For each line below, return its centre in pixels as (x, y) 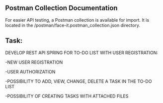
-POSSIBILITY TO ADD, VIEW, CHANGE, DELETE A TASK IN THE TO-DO (79, 81)
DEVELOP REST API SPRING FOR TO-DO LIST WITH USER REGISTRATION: (81, 52)
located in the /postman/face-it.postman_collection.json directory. (73, 25)
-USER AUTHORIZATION (30, 71)
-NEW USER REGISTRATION (34, 62)
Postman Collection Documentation (61, 8)
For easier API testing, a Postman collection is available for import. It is (77, 20)
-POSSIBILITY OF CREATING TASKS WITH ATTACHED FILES (67, 96)
